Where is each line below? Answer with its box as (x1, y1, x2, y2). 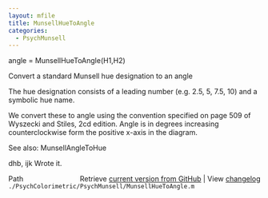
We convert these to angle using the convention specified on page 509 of (8, 111, 251, 121)
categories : (8, 26, 48, 34)
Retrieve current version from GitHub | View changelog (79, 174, 261, 184)
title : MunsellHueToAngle (8, 19, 94, 27)
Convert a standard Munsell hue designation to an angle (8, 71, 194, 81)
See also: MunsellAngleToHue (8, 143, 106, 152)
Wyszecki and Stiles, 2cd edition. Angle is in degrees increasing (8, 119, 219, 129)
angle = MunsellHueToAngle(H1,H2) (8, 56, 126, 65)
